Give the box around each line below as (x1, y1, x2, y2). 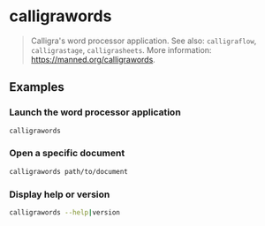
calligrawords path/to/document (9, 167, 128, 176)
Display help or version (9, 188, 110, 200)
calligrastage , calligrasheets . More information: (30, 44, 212, 55)
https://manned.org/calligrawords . (30, 54, 156, 64)
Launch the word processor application (9, 106, 181, 118)
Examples (9, 79, 64, 94)
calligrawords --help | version (9, 207, 121, 217)
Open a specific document (9, 147, 125, 160)
